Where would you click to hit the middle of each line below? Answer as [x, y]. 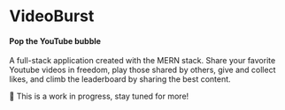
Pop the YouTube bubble [55, 40]
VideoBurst [52, 16]
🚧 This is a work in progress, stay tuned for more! [99, 96]
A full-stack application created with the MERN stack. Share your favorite [142, 61]
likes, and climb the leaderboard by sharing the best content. [120, 79]
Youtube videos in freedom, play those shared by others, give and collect [142, 70]
